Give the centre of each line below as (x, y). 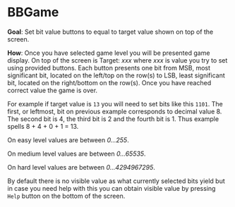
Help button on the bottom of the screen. (66, 196)
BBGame (33, 12)
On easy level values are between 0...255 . (68, 140)
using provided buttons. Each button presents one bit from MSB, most (109, 68)
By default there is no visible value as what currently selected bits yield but (116, 181)
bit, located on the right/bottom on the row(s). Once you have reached (109, 82)
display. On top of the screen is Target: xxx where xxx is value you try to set (117, 60)
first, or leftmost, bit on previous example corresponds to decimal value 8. (115, 111)
